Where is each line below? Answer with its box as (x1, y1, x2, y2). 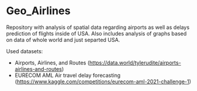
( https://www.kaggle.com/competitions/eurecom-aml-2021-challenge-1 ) (14, 78, 191, 85)
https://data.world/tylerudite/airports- (89, 59, 182, 66)
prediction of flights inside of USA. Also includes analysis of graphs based (6, 30, 187, 37)
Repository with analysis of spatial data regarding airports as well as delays (6, 24, 190, 31)
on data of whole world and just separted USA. (6, 36, 120, 43)
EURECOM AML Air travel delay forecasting (14, 71, 121, 79)
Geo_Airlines (6, 4, 71, 18)
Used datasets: (6, 47, 43, 54)
